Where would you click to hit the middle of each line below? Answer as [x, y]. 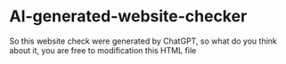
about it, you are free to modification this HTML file [103, 50]
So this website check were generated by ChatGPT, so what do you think [143, 41]
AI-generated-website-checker [128, 16]
